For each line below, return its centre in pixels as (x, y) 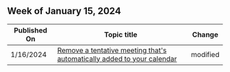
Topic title (121, 35)
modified (205, 54)
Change (205, 35)
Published (30, 30)
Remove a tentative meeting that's (112, 50)
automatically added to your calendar (117, 58)
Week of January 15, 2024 (64, 11)
